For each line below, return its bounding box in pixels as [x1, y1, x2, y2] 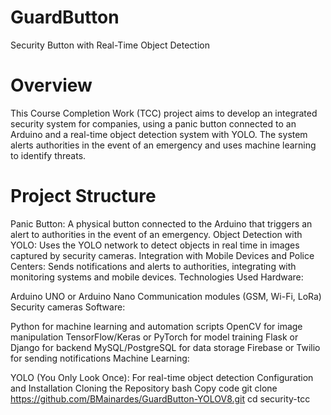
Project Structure [10, 185, 157, 208]
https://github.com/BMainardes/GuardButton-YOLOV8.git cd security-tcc [10, 392, 311, 405]
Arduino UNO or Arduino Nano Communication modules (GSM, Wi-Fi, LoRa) [10, 290, 322, 302]
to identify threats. [10, 149, 87, 161]
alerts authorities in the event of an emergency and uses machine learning [10, 139, 317, 151]
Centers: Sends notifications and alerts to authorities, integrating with [10, 260, 297, 272]
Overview [10, 74, 93, 97]
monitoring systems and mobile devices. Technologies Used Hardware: [10, 271, 304, 283]
